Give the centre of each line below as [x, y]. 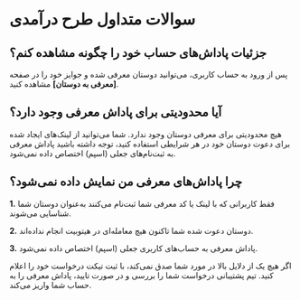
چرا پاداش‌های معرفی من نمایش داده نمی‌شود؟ [126, 182]
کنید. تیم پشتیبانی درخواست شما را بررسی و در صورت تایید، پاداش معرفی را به [141, 275]
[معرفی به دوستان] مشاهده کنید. [64, 84]
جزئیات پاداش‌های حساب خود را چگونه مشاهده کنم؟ [138, 53]
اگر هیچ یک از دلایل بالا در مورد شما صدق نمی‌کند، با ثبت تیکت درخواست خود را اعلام [150, 266]
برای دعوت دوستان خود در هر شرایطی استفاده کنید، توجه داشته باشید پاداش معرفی [150, 144]
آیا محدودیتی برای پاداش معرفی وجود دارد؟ [116, 112]
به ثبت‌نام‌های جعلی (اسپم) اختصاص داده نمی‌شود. [93, 153]
